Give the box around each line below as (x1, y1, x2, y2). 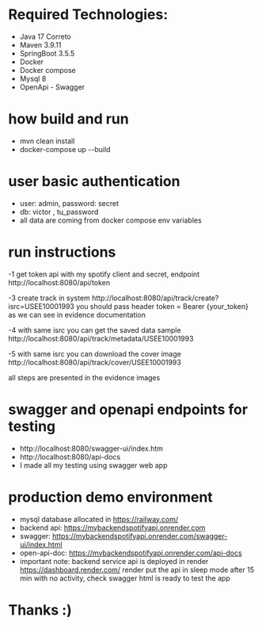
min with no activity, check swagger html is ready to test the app (19, 573, 231, 583)
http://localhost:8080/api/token (8, 277, 111, 287)
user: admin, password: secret (19, 198, 120, 208)
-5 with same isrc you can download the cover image (8, 349, 182, 358)
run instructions (8, 243, 116, 261)
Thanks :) (8, 600, 73, 619)
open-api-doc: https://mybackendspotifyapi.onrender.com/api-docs (19, 548, 243, 558)
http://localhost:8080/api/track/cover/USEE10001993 (8, 357, 182, 367)
